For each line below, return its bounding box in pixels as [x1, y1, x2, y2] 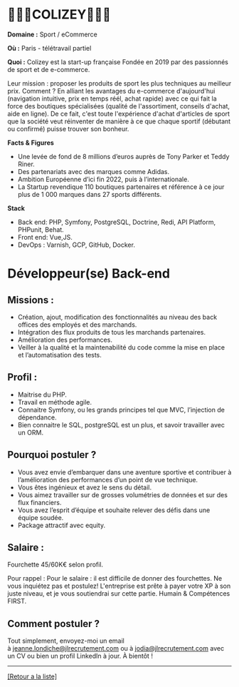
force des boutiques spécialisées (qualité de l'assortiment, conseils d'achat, [7, 101, 230, 110]
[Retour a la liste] [7, 672, 58, 681]
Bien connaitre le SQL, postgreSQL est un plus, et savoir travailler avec [17, 420, 225, 429]
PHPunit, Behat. [17, 225, 64, 234]
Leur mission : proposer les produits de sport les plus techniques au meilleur [7, 78, 232, 88]
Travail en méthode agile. [17, 397, 92, 406]
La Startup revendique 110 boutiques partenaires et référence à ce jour [17, 182, 225, 191]
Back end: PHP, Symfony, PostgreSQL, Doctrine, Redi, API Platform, [17, 218, 216, 226]
